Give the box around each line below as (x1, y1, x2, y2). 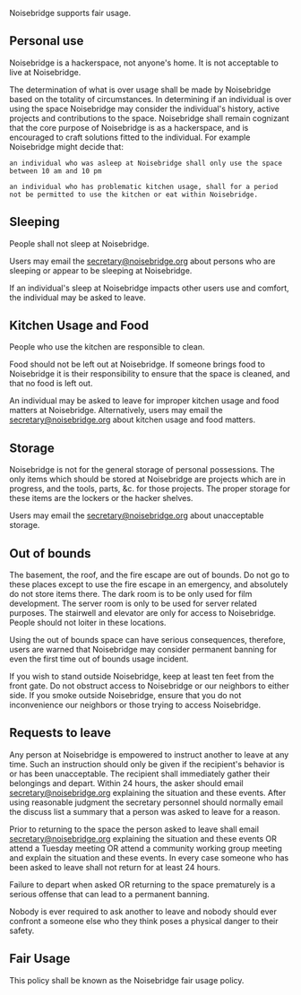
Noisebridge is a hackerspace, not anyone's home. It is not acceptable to (9, 57, 279, 68)
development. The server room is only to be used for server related (9, 598, 257, 609)
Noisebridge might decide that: (9, 141, 124, 151)
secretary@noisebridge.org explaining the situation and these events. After (9, 787, 287, 798)
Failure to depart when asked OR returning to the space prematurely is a (9, 878, 276, 890)
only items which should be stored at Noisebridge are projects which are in (9, 474, 286, 485)
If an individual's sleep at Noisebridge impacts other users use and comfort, (9, 282, 289, 293)
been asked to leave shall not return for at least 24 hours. (9, 861, 221, 872)
